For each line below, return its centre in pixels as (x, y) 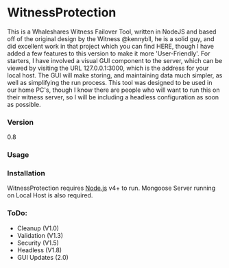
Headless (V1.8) (39, 250)
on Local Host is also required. (50, 195)
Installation (26, 173)
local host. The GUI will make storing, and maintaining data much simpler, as (115, 75)
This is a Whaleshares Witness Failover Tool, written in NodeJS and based (112, 32)
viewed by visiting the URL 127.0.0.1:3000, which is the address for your (108, 68)
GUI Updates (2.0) (43, 257)
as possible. (24, 104)
